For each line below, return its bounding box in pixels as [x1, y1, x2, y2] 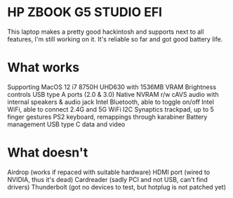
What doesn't [7, 145, 88, 161]
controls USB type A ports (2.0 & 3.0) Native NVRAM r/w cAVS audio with [7, 90, 219, 98]
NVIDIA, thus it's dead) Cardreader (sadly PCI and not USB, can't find [7, 175, 208, 183]
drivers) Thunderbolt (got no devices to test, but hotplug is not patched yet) [7, 183, 227, 191]
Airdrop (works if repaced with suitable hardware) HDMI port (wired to [7, 168, 211, 176]
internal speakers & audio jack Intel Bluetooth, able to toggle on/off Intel [7, 98, 214, 106]
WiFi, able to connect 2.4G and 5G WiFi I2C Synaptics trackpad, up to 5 [7, 105, 214, 113]
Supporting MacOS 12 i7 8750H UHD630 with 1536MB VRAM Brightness [7, 82, 216, 91]
